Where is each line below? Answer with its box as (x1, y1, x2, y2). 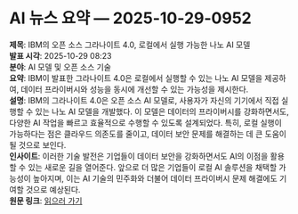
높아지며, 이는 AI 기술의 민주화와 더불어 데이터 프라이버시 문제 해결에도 (32, 173, 278, 184)
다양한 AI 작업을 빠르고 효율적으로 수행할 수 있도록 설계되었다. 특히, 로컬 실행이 (9, 117, 282, 128)
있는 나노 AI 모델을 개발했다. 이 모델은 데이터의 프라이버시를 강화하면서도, (35, 106, 289, 117)
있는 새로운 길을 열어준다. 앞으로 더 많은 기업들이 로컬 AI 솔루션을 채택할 (28, 161, 278, 172)
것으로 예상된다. (25, 184, 81, 194)
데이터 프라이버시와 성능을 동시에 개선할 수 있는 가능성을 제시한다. (20, 84, 249, 95)
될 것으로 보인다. (9, 139, 67, 150)
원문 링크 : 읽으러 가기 (9, 195, 83, 206)
